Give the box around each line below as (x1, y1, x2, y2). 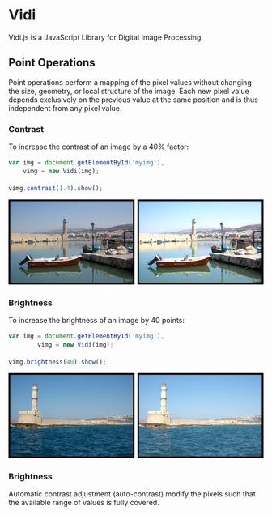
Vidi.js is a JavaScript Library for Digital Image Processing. (8, 32, 204, 42)
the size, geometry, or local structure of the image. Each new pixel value (8, 86, 249, 96)
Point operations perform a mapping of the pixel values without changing (8, 77, 253, 87)
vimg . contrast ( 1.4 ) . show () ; (8, 184, 104, 192)
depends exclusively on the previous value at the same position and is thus (8, 95, 259, 104)
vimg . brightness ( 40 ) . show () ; (8, 358, 107, 366)
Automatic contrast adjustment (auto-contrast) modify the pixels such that (8, 489, 257, 499)
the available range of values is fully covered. (8, 498, 159, 508)
